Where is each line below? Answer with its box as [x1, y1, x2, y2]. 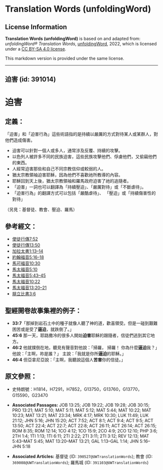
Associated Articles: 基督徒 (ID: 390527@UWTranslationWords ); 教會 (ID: [12, 453, 153, 459]
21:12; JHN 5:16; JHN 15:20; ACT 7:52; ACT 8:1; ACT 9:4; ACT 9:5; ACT [12, 417, 154, 423]
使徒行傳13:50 [12, 242, 40, 248]
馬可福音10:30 [12, 260, 40, 266]
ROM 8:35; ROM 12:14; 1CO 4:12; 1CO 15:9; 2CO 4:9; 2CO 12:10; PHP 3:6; [12, 428, 158, 434]
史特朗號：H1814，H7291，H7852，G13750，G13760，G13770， [12, 386, 142, 392]
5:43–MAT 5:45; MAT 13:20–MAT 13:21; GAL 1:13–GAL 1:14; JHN [12, 438, 139, 444]
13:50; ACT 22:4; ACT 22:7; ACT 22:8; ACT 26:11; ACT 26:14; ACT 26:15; [12, 422, 157, 429]
